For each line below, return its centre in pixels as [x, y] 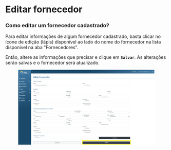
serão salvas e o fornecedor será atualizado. [53, 63]
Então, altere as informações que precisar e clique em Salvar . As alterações [86, 57]
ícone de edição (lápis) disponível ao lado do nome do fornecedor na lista [83, 42]
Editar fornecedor [44, 9]
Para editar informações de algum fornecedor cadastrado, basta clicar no [83, 36]
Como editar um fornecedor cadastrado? [57, 26]
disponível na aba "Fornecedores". [42, 48]
